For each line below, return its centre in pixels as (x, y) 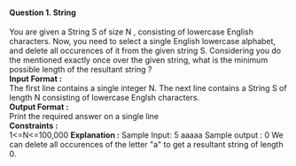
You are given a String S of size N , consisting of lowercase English (132, 32)
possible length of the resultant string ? (81, 70)
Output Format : (39, 107)
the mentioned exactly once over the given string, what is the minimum (139, 60)
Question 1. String (43, 12)
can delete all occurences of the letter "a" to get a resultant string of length (146, 145)
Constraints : (34, 126)
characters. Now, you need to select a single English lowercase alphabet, (143, 41)
